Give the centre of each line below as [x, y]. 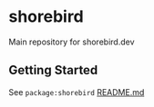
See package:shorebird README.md [77, 92]
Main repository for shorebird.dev [72, 42]
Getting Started [53, 70]
